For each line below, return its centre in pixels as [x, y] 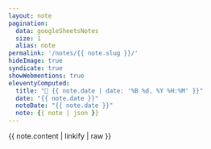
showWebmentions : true [46, 76]
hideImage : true [35, 61]
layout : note [30, 16]
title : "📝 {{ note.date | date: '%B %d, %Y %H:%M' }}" [110, 91]
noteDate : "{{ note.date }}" [64, 106]
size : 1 [29, 38]
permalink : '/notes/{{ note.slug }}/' [73, 53]
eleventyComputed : [39, 83]
